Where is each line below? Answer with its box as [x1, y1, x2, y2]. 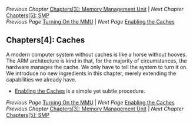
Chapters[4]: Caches [6, 35, 85, 45]
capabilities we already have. [6, 76, 76, 83]
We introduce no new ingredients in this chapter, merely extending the [6, 70, 177, 77]
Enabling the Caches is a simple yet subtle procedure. [14, 87, 145, 94]
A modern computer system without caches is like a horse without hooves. [6, 51, 187, 58]
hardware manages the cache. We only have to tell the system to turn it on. [6, 63, 188, 70]
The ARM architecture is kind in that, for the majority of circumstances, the [6, 57, 187, 64]
